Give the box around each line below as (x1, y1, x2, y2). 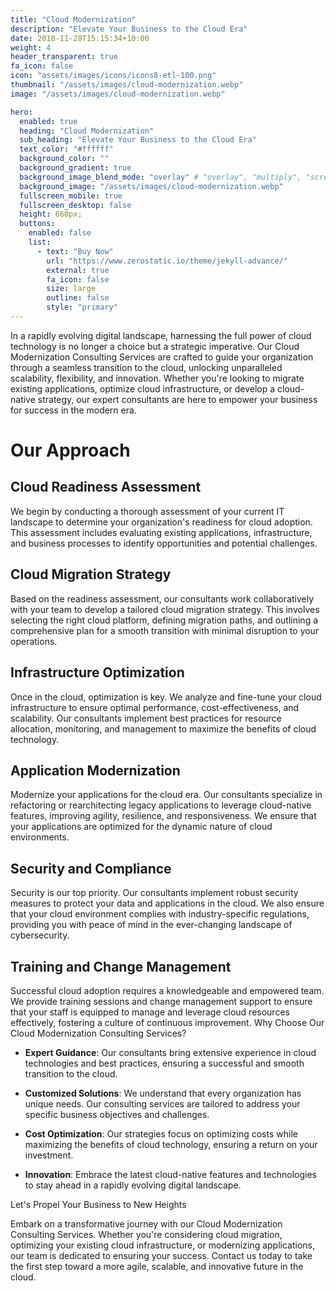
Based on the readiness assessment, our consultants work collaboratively (10, 592, 315, 605)
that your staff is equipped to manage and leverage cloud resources (10, 1006, 290, 1018)
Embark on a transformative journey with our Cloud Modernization (10, 1217, 283, 1230)
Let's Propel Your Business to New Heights (10, 1198, 187, 1210)
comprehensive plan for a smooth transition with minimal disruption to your (10, 624, 320, 636)
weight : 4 (10, 42, 52, 53)
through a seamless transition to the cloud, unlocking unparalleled (10, 361, 283, 373)
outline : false (46, 293, 110, 303)
